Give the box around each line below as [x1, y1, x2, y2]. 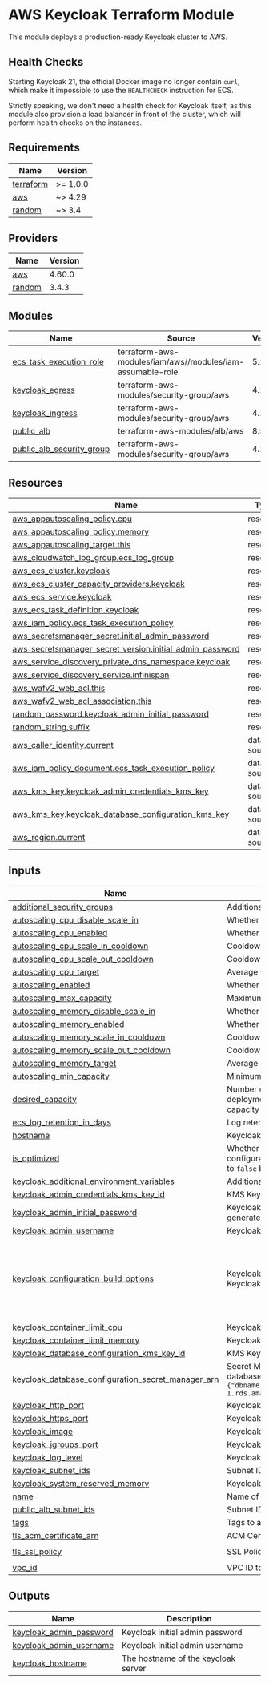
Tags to [227, 1516, 255, 1528]
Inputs [8, 864, 42, 878]
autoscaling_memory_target [12, 1057, 117, 1068]
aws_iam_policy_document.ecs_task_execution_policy [12, 763, 215, 773]
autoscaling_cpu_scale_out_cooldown [12, 953, 154, 964]
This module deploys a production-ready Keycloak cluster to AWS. [8, 32, 228, 42]
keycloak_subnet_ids [12, 1464, 90, 1476]
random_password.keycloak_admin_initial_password [12, 709, 210, 719]
